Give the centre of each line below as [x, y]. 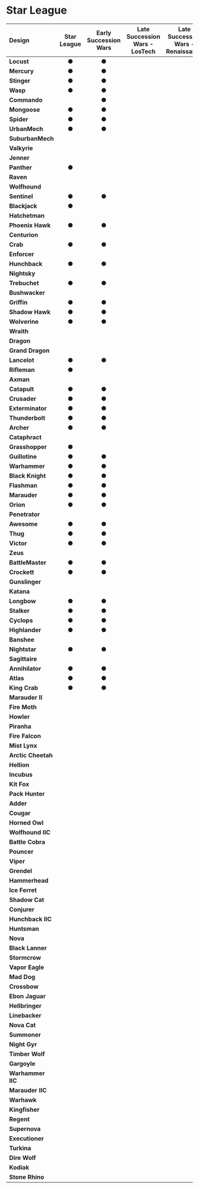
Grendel [21, 871]
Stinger [20, 81]
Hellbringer [25, 1006]
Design [19, 40]
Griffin [18, 302]
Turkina [20, 1148]
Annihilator [25, 668]
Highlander [25, 630]
